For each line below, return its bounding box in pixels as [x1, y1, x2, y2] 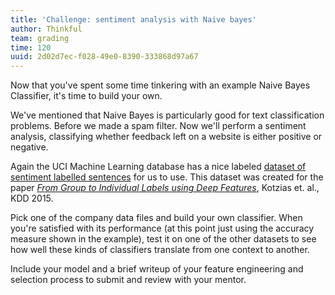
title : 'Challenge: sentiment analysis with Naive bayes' [10, 14, 257, 25]
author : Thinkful [10, 24, 83, 34]
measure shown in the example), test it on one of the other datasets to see [10, 233, 317, 245]
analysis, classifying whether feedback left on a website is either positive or [10, 131, 323, 143]
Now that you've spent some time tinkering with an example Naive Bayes [10, 79, 311, 91]
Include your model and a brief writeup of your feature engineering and [10, 263, 304, 275]
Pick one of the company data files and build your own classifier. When [10, 212, 303, 224]
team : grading [10, 33, 70, 43]
